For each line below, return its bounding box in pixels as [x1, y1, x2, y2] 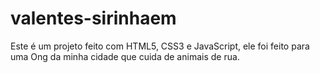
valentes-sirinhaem [10, 7, 177, 30]
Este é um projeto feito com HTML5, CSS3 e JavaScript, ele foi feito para [10, 40, 310, 52]
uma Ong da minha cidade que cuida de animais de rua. [10, 50, 240, 62]
